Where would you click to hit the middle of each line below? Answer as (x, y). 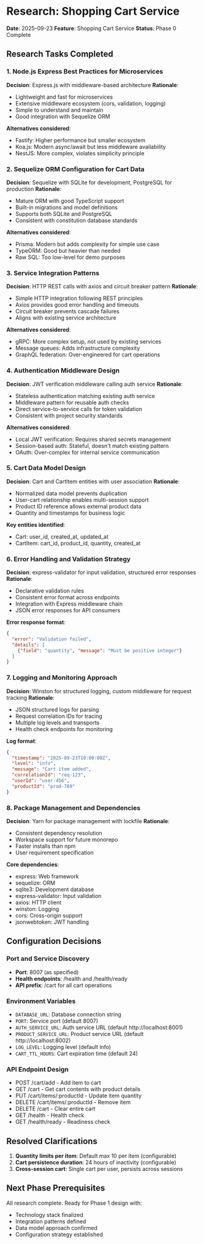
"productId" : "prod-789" (43, 786)
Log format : (21, 741)
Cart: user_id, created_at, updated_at (62, 536)
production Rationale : (34, 189)
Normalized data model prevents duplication (71, 493)
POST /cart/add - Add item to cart (58, 1083)
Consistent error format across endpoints (67, 597)
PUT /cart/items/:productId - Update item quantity (78, 1096)
